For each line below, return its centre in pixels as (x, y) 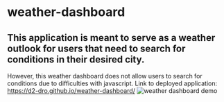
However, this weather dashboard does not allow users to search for (105, 76)
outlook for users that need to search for (96, 48)
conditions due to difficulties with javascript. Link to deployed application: (112, 83)
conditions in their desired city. (76, 59)
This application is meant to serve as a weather (111, 38)
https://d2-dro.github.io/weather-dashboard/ (71, 91)
